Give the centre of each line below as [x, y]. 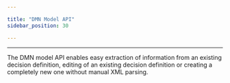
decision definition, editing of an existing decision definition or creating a [110, 65]
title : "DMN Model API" [41, 19]
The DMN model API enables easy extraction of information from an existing [115, 57]
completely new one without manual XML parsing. [78, 71]
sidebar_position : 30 [38, 26]
